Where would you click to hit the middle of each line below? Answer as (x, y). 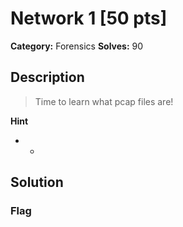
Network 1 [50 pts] (89, 18)
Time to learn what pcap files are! (104, 101)
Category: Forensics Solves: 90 (77, 46)
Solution (37, 182)
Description (47, 77)
